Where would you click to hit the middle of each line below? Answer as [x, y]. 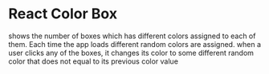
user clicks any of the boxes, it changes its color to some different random [131, 53]
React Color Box [63, 14]
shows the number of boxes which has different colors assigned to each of [132, 36]
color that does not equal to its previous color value [94, 61]
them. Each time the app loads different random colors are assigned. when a [135, 44]
